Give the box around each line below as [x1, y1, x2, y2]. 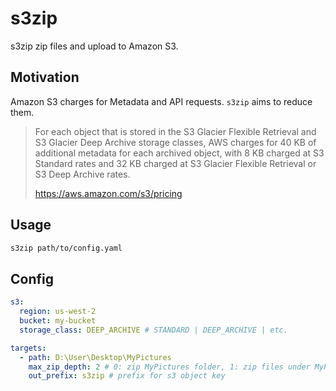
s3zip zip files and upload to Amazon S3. [10, 40, 179, 52]
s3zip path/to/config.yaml [10, 243, 123, 253]
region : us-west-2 [19, 307, 97, 317]
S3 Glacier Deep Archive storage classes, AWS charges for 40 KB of [34, 136, 317, 148]
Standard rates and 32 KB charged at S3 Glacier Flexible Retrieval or [34, 157, 317, 169]
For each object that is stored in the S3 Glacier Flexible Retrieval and [34, 125, 317, 137]
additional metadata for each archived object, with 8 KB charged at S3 [34, 147, 325, 159]
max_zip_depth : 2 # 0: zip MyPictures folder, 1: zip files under [28, 362, 311, 372]
